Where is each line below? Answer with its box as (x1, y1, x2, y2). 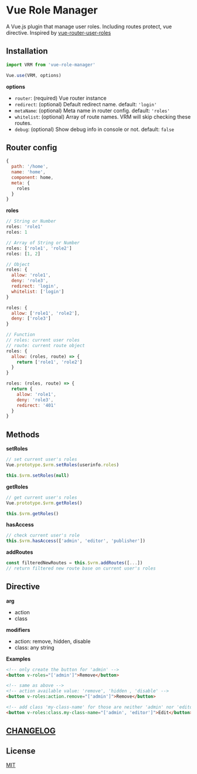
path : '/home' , (11, 164, 49, 170)
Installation (6, 46, 48, 56)
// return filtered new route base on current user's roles (6, 566, 157, 571)
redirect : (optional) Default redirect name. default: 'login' (14, 100, 157, 107)
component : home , (11, 174, 54, 180)
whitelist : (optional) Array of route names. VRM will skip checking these (14, 113, 191, 120)
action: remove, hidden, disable (14, 638, 91, 645)
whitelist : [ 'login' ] (11, 288, 64, 294)
